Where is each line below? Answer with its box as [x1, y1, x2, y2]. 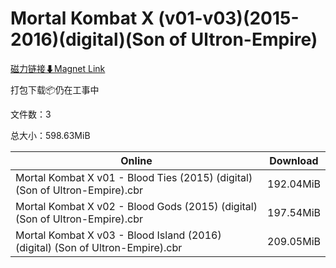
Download [269, 153, 319, 167]
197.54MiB [267, 205, 321, 219]
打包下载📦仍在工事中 [10, 83, 100, 96]
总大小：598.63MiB [10, 129, 91, 141]
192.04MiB [267, 177, 321, 191]
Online [120, 153, 153, 167]
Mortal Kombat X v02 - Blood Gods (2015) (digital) [15, 199, 258, 213]
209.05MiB [267, 234, 321, 248]
